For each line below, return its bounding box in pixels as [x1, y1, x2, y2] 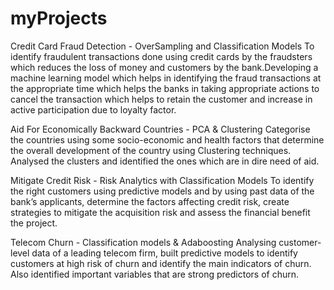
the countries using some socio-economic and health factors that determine [10, 133, 325, 146]
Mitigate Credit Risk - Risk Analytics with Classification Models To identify [10, 174, 315, 186]
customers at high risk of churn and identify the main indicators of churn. [10, 257, 312, 269]
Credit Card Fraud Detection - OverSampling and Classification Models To [10, 40, 315, 52]
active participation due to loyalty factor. [10, 103, 177, 116]
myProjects [10, 7, 108, 30]
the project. [10, 217, 58, 229]
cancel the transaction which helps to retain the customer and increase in [10, 93, 313, 105]
